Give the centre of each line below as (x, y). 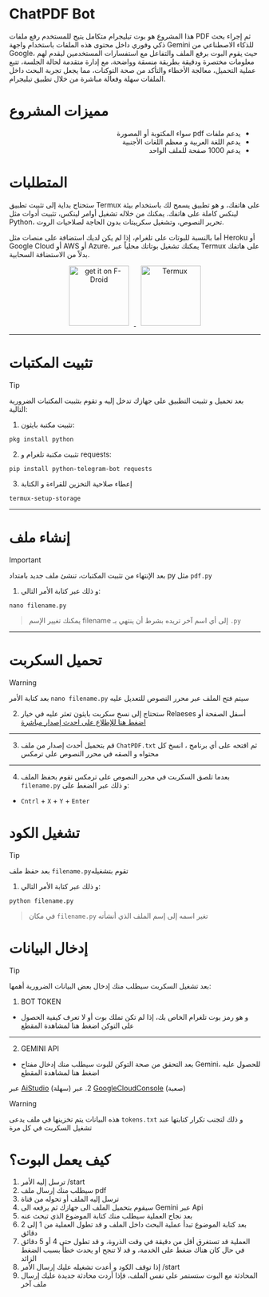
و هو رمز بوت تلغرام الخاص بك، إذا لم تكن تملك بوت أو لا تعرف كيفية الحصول (134, 1017)
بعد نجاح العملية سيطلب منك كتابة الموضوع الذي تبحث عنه (107, 1216)
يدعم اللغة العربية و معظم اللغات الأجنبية (181, 142)
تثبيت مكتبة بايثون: (47, 425)
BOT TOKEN (41, 1001)
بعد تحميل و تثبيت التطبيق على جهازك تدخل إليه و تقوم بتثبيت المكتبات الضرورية (127, 401)
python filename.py (42, 901)
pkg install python (42, 439)
